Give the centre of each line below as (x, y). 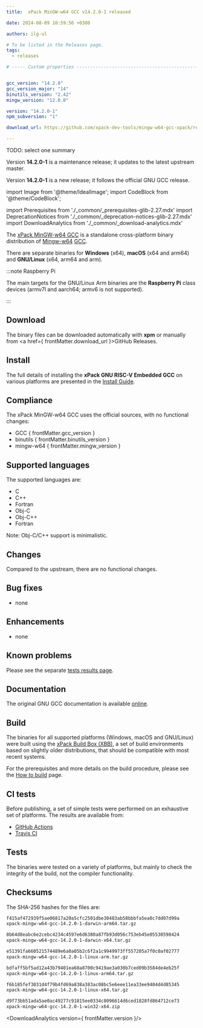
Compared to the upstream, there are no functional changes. (82, 569)
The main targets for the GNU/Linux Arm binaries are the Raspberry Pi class (101, 283)
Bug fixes (24, 588)
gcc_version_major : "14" (37, 89)
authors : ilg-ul (27, 34)
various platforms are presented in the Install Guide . (71, 381)
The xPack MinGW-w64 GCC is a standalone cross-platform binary (90, 235)
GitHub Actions (34, 827)
